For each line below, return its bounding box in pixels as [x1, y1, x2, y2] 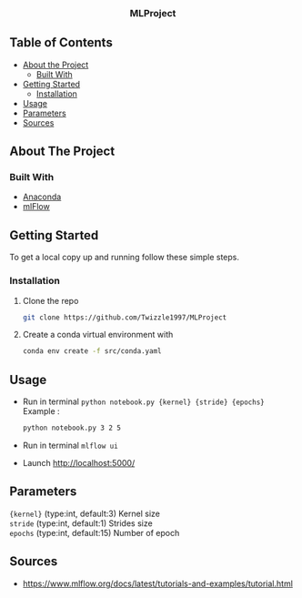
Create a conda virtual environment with [22, 329, 174, 340]
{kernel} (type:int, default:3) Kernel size [9, 508, 161, 519]
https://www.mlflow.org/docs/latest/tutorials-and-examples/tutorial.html [22, 578, 294, 589]
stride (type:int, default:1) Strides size [9, 517, 153, 529]
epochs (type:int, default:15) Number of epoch [9, 527, 180, 538]
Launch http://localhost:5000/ [22, 457, 136, 468]
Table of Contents [9, 35, 114, 51]
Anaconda [22, 191, 62, 202]
